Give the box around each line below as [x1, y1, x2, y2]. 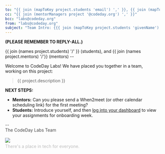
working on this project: [5, 68, 53, 74]
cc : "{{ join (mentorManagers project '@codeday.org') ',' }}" [5, 12, 137, 17]
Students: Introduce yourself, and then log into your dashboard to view [12, 107, 157, 113]
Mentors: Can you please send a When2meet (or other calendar [12, 97, 142, 103]
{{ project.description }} [17, 78, 65, 84]
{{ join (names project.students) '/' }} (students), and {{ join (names [5, 49, 141, 54]
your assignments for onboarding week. [12, 112, 93, 118]
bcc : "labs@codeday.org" [5, 16, 56, 21]
